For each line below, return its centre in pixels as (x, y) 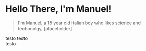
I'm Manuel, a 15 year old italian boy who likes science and (79, 23)
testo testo (17, 38)
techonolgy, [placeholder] (45, 28)
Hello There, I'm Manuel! (58, 9)
